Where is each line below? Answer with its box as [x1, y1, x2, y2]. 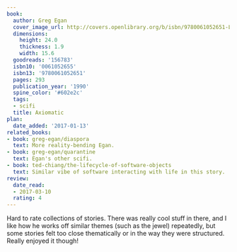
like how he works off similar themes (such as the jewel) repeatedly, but [6, 222, 216, 230]
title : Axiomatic [13, 109, 64, 116]
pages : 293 [13, 76, 45, 84]
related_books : [6, 129, 52, 136]
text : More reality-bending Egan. [13, 142, 115, 149]
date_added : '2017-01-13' [13, 122, 90, 130]
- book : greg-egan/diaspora [6, 135, 90, 142]
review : [6, 175, 30, 182]
